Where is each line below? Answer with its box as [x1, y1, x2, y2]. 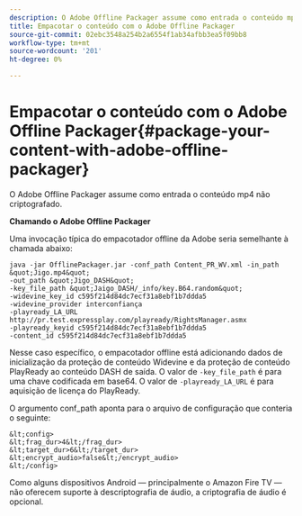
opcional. [9, 496, 44, 507]
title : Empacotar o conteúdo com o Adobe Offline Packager [9, 22, 235, 31]
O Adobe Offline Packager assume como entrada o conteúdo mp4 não [9, 188, 271, 199]
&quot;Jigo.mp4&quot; [9, 267, 91, 277]
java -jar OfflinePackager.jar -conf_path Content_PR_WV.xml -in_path [9, 260, 280, 269]
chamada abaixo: [9, 242, 74, 253]
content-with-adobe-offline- [9, 140, 229, 160]
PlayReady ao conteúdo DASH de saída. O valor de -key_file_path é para [9, 366, 282, 376]
